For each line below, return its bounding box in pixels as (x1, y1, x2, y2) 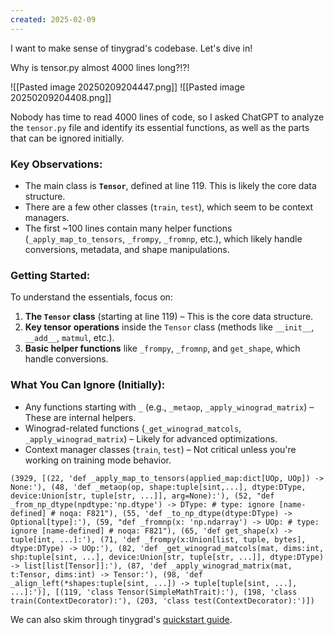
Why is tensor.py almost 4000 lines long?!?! (10, 61, 190, 73)
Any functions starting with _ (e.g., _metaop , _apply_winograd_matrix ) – (24, 401, 315, 413)
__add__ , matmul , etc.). (24, 332, 115, 344)
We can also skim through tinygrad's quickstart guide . (10, 613, 233, 625)
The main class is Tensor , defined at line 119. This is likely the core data (24, 179, 317, 191)
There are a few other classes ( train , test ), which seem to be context (24, 201, 314, 213)
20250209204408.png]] (10, 91, 112, 103)
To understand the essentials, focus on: (10, 291, 173, 303)
